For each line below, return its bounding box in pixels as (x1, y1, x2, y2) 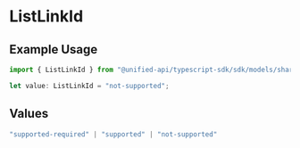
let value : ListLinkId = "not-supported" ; (9, 81, 170, 90)
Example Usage (9, 42, 98, 57)
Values (9, 106, 49, 121)
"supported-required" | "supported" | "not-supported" (9, 129, 218, 139)
